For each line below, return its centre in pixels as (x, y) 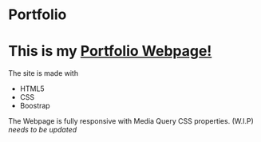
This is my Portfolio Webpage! (110, 51)
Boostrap (35, 106)
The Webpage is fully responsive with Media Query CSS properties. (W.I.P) (131, 121)
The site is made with (43, 73)
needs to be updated (43, 130)
